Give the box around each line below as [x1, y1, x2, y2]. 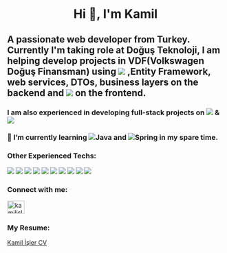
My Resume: [7, 223, 50, 232]
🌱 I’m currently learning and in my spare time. [7, 133, 219, 143]
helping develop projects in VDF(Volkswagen [7, 55, 204, 67]
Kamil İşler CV [7, 239, 47, 247]
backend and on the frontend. [7, 87, 147, 99]
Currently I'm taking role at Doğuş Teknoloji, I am [7, 44, 221, 56]
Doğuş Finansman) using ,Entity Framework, [7, 65, 211, 77]
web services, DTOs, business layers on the [7, 76, 199, 88]
